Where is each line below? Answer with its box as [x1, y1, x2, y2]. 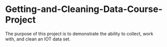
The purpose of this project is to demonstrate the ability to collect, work [5, 30, 153, 36]
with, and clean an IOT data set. [5, 36, 71, 42]
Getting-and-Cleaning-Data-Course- [5, 3, 163, 15]
